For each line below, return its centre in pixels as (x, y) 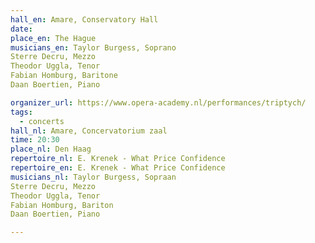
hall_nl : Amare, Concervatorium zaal (89, 131)
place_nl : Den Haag (51, 149)
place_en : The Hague (53, 38)
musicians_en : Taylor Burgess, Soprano (93, 47)
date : (21, 29)
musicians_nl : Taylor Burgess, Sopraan (93, 177)
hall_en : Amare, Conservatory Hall (84, 19)
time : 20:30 (35, 140)
